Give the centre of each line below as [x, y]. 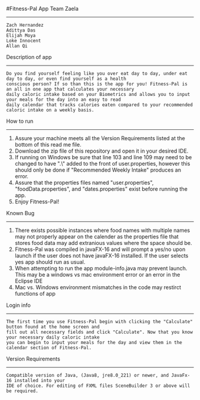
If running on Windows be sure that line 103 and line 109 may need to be [103, 157]
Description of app [29, 57]
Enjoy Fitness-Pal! [37, 201]
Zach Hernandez [25, 25]
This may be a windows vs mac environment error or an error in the [97, 275]
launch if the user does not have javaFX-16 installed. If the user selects [101, 255]
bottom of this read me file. [48, 145]
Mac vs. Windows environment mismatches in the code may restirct [98, 287]
